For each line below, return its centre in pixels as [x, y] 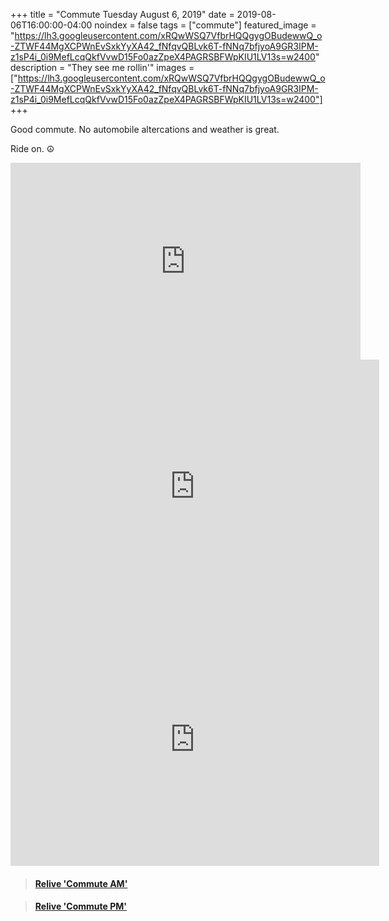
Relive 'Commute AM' [81, 883]
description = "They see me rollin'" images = [102, 67]
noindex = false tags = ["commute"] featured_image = [205, 25]
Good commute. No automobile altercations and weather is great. [145, 129]
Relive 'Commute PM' [81, 906]
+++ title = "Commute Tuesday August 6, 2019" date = [122, 14]
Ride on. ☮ [32, 148]
